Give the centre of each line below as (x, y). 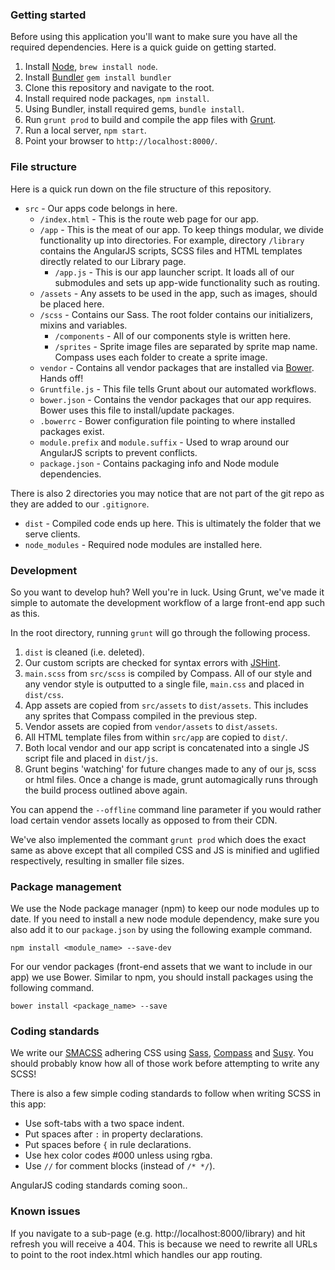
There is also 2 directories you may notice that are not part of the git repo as (167, 493)
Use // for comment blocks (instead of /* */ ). (120, 1166)
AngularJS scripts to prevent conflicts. (118, 452)
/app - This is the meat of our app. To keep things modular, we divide (181, 229)
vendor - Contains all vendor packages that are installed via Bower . (177, 367)
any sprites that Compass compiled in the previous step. (141, 715)
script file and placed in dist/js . (91, 758)
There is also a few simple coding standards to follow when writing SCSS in (166, 1094)
